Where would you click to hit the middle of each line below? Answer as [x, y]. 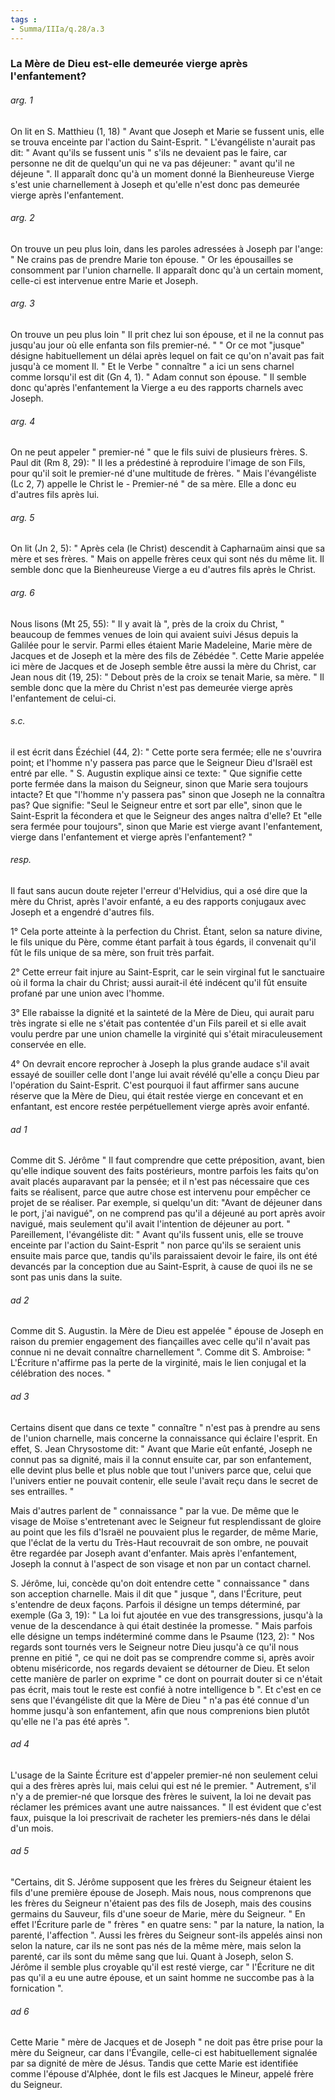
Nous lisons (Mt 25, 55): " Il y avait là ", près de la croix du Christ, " [147, 623]
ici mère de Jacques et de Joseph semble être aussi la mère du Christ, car [163, 666]
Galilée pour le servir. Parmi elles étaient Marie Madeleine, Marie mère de [161, 645]
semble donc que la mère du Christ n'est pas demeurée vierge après [151, 687]
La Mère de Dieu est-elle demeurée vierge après [129, 64]
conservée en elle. [48, 1045]
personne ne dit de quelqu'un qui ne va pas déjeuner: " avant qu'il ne [152, 163]
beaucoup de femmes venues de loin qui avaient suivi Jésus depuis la [154, 634]
